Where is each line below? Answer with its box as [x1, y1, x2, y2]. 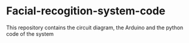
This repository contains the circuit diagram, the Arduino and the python [6, 24, 184, 31]
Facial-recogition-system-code [6, 4, 166, 18]
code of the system [6, 30, 54, 37]
